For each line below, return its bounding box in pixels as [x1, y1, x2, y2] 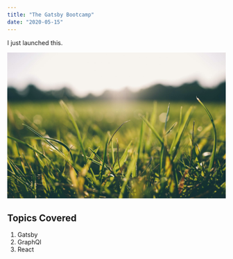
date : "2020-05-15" [7, 18, 64, 26]
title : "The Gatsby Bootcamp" [7, 11, 95, 18]
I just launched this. [7, 38, 63, 47]
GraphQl [17, 237, 42, 246]
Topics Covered [7, 212, 77, 224]
